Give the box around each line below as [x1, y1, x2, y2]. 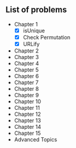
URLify [23, 40, 40, 47]
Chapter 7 [14, 79, 39, 86]
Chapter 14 [14, 124, 42, 130]
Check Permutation [23, 33, 71, 41]
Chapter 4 [14, 60, 39, 67]
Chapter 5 [14, 66, 39, 73]
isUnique [23, 27, 45, 34]
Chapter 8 [14, 85, 39, 92]
